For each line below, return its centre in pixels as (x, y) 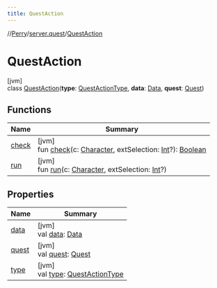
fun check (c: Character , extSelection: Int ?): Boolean (122, 150)
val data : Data (60, 235)
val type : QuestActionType (80, 274)
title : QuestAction (35, 14)
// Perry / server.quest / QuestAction (55, 33)
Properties (31, 194)
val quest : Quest (64, 254)
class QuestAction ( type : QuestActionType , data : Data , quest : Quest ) (106, 88)
